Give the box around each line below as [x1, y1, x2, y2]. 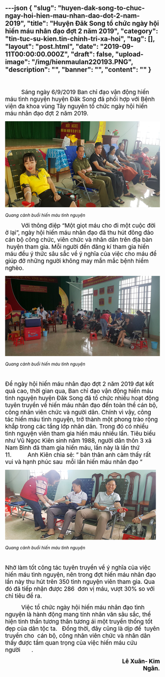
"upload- [115, 50, 144, 59]
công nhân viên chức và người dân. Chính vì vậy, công [5, 409, 151, 416]
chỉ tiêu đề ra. [5, 592, 42, 600]
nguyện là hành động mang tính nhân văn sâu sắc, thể [5, 611, 151, 618]
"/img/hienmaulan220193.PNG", [31, 58, 134, 66]
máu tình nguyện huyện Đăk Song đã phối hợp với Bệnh [5, 95, 155, 103]
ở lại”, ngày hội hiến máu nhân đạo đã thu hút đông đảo [5, 229, 154, 236]
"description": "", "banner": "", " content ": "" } [5, 66, 152, 74]
